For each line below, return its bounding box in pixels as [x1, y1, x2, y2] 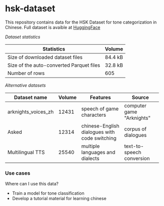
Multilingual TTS [7, 149, 45, 155]
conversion [124, 155, 150, 162]
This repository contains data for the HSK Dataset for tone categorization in [5, 19, 157, 25]
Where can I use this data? [5, 181, 59, 187]
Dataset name [14, 94, 47, 101]
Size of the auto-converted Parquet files [7, 62, 101, 69]
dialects [81, 155, 100, 162]
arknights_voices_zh [7, 108, 54, 115]
